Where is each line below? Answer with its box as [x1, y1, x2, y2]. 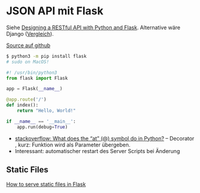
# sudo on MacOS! [6, 58, 50, 65]
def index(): [6, 102, 39, 108]
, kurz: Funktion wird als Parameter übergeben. [14, 141, 131, 148]
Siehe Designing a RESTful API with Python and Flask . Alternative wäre [6, 24, 181, 31]
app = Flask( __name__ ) [6, 86, 63, 92]
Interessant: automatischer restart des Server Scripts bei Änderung [14, 147, 180, 154]
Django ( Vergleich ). [6, 30, 54, 37]
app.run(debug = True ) [17, 124, 68, 130]
